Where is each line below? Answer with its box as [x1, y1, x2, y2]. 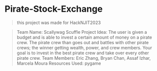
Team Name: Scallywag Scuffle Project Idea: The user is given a [16, 29, 147, 35]
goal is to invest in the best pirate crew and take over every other [16, 50, 149, 56]
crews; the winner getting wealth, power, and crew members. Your [16, 45, 153, 50]
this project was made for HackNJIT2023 [16, 20, 101, 25]
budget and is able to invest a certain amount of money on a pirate [16, 34, 153, 40]
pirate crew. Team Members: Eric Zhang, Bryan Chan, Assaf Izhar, [16, 55, 151, 61]
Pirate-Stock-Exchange [4, 3, 103, 15]
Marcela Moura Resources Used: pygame [16, 60, 101, 66]
